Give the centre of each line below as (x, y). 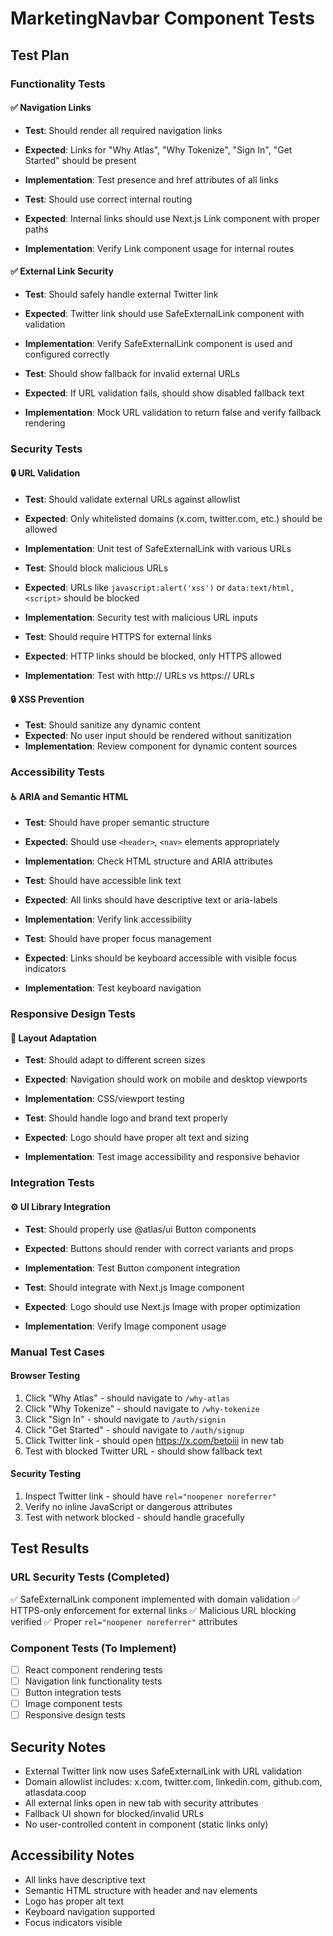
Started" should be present (80, 160)
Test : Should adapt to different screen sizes (115, 1060)
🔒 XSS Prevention (47, 699)
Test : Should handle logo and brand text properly (126, 1118)
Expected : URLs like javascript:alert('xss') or (125, 588)
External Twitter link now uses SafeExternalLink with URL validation (163, 1771)
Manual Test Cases (57, 1352)
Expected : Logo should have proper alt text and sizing (137, 1138)
